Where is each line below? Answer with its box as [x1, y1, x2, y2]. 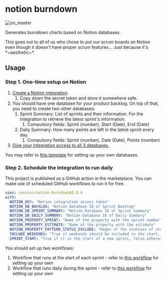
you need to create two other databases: [12, 105, 95, 112]
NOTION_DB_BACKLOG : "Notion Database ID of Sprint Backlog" [9, 204, 136, 209]
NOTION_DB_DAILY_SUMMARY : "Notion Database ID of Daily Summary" [9, 213, 147, 218]
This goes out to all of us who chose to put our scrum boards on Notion [5, 39, 151, 45]
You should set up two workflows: [5, 245, 74, 251]
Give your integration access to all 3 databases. [12, 142, 110, 148]
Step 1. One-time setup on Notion [5, 79, 86, 85]
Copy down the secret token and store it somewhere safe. [19, 95, 138, 101]
